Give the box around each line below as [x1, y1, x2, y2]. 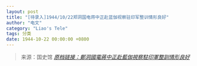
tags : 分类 [6, 31, 32, 37]
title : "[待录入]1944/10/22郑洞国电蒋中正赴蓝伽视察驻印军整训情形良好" [6, 14, 169, 20]
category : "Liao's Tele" [6, 25, 68, 32]
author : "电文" [6, 20, 42, 26]
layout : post [6, 8, 39, 15]
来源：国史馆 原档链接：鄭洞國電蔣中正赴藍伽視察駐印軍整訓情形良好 [20, 54, 190, 60]
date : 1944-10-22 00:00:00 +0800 [6, 36, 90, 42]
